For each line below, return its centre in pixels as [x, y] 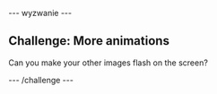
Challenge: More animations [89, 41]
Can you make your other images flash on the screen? [108, 63]
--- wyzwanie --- [40, 13]
